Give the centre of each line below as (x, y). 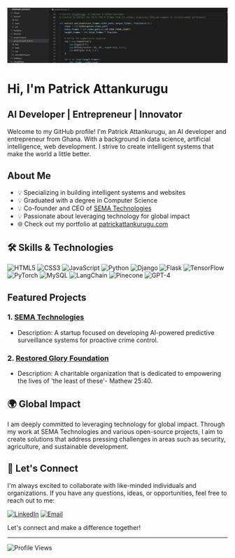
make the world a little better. (49, 154)
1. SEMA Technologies (46, 318)
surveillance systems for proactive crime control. (88, 340)
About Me (29, 176)
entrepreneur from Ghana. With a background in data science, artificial (109, 139)
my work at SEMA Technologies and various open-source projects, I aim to (115, 431)
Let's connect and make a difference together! (74, 527)
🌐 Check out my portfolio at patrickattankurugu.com (93, 224)
